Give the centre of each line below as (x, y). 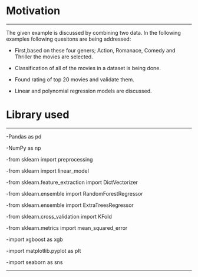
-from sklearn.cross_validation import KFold (59, 216)
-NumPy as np (24, 148)
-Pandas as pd (24, 136)
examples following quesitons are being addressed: (69, 39)
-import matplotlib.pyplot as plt (44, 250)
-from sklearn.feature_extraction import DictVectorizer (72, 182)
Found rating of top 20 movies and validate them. (74, 79)
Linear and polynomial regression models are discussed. (83, 91)
